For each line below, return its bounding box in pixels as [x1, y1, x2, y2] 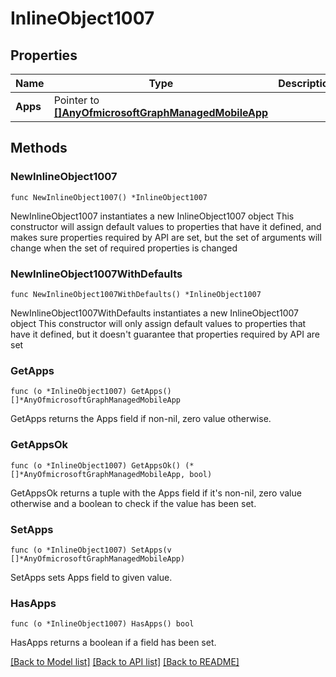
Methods [10, 140, 68, 157]
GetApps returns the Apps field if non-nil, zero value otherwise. [10, 413, 272, 425]
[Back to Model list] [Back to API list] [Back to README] [10, 656, 240, 668]
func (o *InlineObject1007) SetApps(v [10, 545, 172, 555]
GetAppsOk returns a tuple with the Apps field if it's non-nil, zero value [10, 487, 302, 499]
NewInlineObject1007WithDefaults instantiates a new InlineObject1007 [10, 307, 299, 319]
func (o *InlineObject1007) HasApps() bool [10, 619, 195, 629]
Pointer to [53, 93, 100, 107]
